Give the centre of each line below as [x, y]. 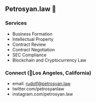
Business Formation [32, 34]
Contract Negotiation [33, 49]
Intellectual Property [33, 39]
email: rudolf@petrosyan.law [41, 83]
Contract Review [29, 44]
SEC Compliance [29, 55]
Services [16, 23]
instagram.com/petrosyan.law [42, 94]
